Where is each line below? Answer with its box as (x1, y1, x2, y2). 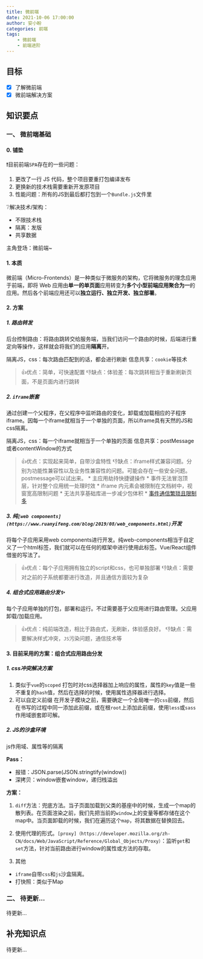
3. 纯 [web (6, 512, 29, 520)
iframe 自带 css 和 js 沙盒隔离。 (14, 870, 88, 877)
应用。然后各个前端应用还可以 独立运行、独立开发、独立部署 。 (6, 289, 160, 296)
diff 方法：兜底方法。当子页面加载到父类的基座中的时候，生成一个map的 (14, 801, 196, 809)
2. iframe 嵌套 (6, 393, 40, 400)
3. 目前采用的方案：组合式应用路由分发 (6, 650, 103, 657)
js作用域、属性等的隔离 (6, 743, 63, 750)
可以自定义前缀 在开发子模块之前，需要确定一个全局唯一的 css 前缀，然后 (14, 696, 195, 703)
